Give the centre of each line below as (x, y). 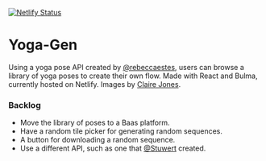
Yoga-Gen (43, 45)
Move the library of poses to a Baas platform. (95, 123)
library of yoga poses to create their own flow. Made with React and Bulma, (133, 76)
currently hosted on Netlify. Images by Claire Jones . (95, 84)
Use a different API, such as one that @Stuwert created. (113, 148)
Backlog (25, 105)
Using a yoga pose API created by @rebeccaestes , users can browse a (126, 67)
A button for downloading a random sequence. (98, 140)
